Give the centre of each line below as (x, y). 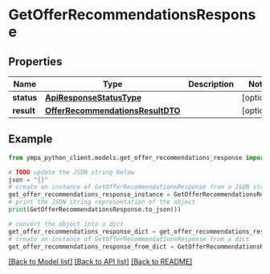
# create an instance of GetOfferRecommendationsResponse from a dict (129, 239)
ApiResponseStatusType (93, 98)
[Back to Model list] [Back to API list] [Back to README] (100, 262)
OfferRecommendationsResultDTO (112, 110)
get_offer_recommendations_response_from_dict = (91, 247)
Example (31, 139)
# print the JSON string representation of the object (102, 202)
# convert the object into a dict (66, 224)
